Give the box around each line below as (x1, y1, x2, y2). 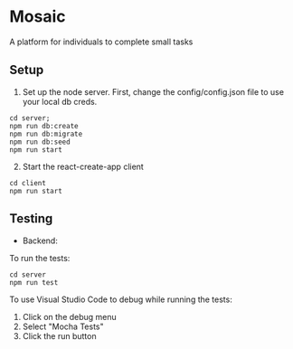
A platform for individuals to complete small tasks (9, 36, 194, 47)
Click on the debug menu (22, 311, 118, 322)
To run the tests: (9, 252, 71, 263)
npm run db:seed (9, 137, 71, 146)
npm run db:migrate (9, 129, 83, 138)
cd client (9, 178, 47, 187)
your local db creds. (22, 96, 98, 107)
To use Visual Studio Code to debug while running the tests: (9, 294, 232, 305)
